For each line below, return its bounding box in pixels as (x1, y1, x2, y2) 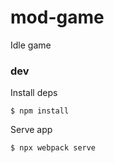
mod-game (10, 6, 105, 29)
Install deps (10, 87, 58, 99)
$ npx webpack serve (10, 143, 97, 153)
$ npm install (10, 106, 70, 116)
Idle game (10, 39, 52, 51)
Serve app (10, 124, 53, 136)
